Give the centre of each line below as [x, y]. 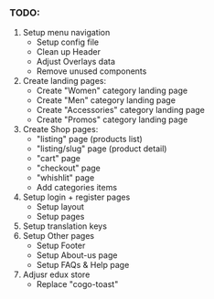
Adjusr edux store [56, 274]
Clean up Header [68, 52]
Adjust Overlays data [76, 62]
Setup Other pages [58, 236]
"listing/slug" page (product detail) [102, 149]
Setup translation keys [65, 226]
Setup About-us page [77, 255]
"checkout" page [68, 168]
